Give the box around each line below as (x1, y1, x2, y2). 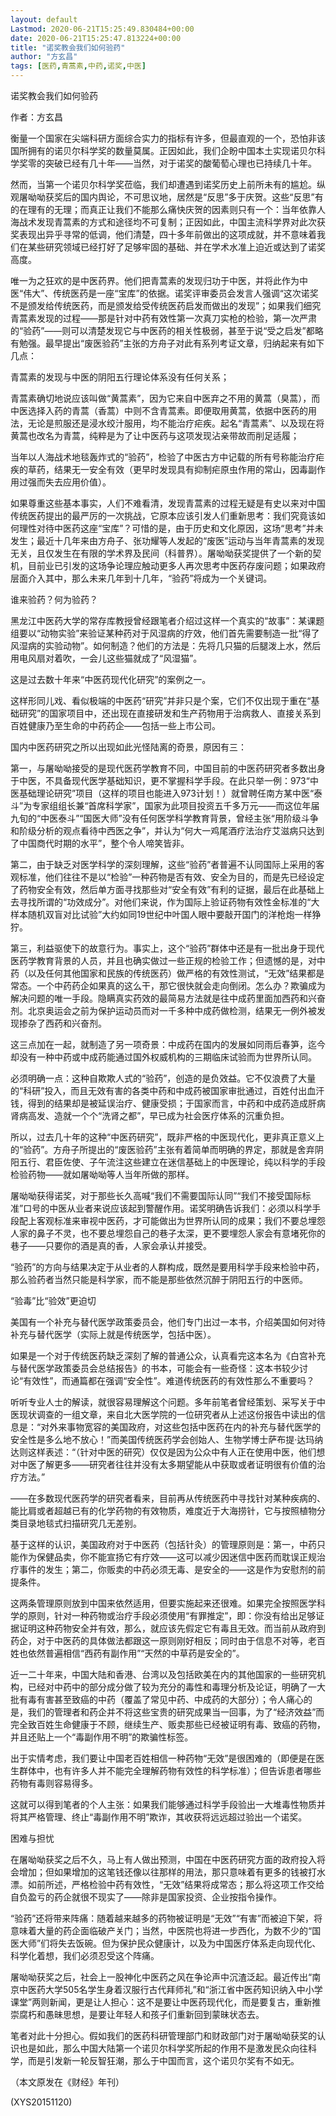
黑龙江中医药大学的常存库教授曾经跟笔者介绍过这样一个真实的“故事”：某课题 (10, 615, 325, 626)
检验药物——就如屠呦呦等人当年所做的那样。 (10, 1169, 195, 1180)
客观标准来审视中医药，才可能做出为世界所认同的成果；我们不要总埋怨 (36, 1215, 326, 1226)
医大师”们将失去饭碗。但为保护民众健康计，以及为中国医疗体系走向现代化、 (10, 1937, 322, 1949)
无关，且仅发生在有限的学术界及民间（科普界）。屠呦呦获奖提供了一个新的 (10, 547, 313, 559)
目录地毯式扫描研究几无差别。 (18, 1517, 142, 1529)
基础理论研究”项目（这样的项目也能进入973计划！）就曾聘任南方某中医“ (18, 787, 315, 799)
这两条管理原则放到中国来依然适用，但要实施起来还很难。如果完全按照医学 (10, 1597, 317, 1609)
